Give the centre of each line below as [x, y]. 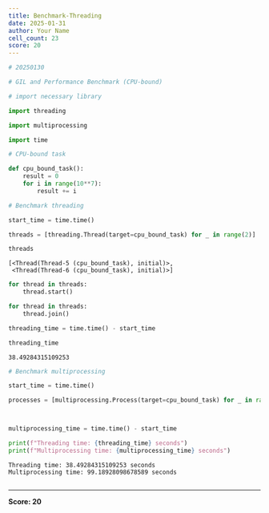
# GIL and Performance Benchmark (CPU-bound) [85, 82]
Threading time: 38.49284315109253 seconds [82, 465]
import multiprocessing [48, 125]
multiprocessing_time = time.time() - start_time [93, 429]
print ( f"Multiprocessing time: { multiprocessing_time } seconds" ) [119, 450]
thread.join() [46, 313]
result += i [57, 191]
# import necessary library [55, 96]
